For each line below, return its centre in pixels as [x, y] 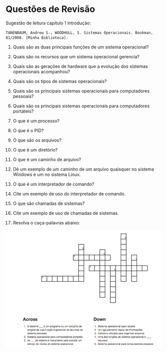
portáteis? [23, 111]
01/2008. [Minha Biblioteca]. [37, 38]
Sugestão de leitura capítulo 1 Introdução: [48, 23]
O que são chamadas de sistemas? [49, 203]
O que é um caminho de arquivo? [47, 159]
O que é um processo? [36, 121]
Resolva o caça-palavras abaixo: [46, 222]
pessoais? [23, 96]
